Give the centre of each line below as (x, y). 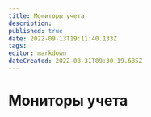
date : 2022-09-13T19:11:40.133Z (63, 38)
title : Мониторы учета (46, 16)
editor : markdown (38, 53)
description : (30, 23)
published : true (36, 31)
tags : (17, 46)
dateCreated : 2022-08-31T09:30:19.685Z (75, 61)
